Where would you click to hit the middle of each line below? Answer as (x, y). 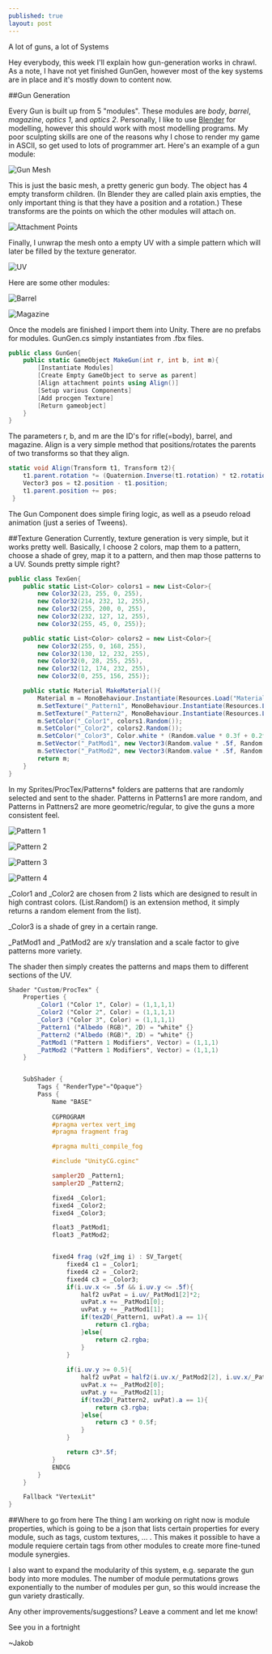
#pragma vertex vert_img (93, 1124)
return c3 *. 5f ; (91, 1452)
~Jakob (21, 1643)
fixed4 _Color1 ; (79, 1198)
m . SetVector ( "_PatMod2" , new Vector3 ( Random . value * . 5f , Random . (152, 751)
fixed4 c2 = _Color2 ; (102, 1272)
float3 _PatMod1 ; (81, 1228)
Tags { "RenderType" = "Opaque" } (90, 1087)
